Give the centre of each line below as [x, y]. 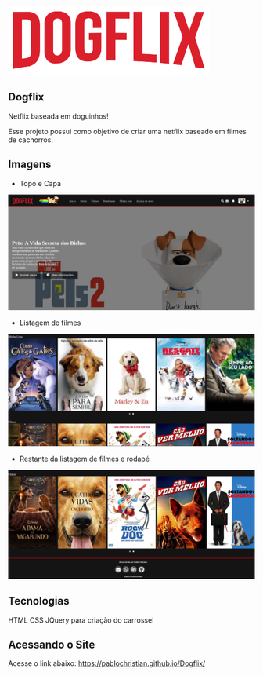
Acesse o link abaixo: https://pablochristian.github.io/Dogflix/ [107, 663]
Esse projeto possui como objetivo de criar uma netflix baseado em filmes [127, 131]
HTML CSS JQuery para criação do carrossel [81, 620]
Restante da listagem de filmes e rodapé [85, 459]
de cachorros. [31, 140]
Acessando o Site [52, 644]
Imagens [30, 164]
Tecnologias [39, 601]
